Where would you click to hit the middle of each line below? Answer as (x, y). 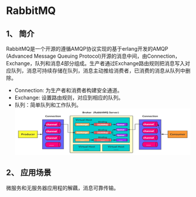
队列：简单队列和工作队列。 (48, 105)
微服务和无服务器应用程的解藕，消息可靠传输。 (62, 188)
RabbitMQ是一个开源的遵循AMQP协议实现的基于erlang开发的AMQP (87, 49)
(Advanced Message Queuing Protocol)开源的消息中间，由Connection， (93, 56)
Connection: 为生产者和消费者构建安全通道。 (68, 90)
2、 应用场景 (29, 173)
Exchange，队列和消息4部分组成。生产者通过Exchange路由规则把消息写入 (96, 63)
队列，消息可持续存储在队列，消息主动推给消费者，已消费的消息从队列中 (98, 71)
